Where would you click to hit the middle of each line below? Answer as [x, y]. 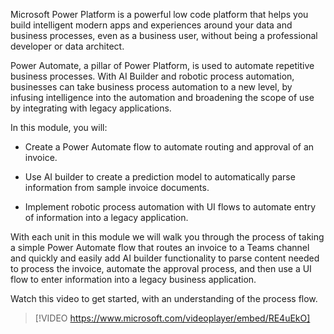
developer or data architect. [67, 46]
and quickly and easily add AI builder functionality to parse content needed [165, 258]
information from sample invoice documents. [117, 187]
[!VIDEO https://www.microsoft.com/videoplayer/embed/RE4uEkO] [172, 318]
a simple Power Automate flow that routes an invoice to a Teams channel [160, 247]
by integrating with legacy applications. [91, 108]
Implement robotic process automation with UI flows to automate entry [170, 207]
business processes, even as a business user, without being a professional [164, 35]
